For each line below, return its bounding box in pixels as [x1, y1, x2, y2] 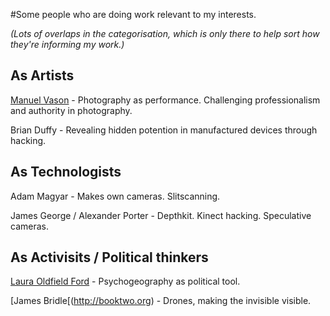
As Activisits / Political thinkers [10, 249, 209, 266]
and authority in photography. [10, 104, 133, 116]
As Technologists [10, 164, 122, 181]
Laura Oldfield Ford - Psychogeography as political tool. [10, 275, 241, 288]
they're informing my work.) [10, 39, 125, 50]
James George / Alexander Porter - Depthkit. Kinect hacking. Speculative [10, 209, 312, 221]
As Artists [10, 67, 75, 84]
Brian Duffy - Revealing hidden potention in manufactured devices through [10, 124, 318, 136]
